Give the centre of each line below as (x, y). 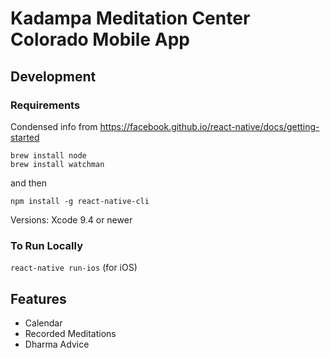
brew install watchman (57, 164)
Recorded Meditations (70, 333)
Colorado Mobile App (100, 39)
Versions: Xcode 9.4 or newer (71, 219)
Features (38, 298)
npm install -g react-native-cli (80, 201)
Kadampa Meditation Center (130, 18)
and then (28, 183)
